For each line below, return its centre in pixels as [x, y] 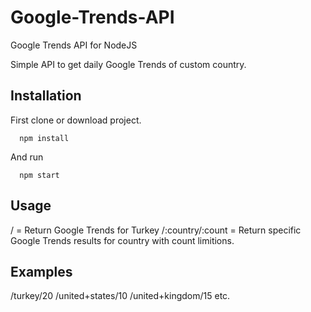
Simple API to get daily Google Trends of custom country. [128, 64]
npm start [39, 175]
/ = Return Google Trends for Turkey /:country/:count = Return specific [156, 230]
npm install [44, 138]
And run [27, 157]
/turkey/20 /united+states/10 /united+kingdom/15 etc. [120, 296]
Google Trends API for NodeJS [74, 45]
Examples [41, 271]
